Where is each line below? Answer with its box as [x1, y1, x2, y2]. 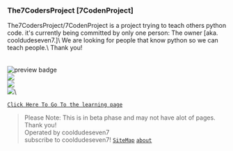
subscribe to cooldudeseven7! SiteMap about [24, 136, 152, 144]
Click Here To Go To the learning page [7, 102, 123, 109]
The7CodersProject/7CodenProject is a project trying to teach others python [7, 22, 227, 30]
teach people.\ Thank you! [7, 44, 83, 52]
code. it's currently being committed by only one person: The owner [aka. [7, 29, 218, 37]
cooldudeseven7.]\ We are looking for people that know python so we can [7, 36, 219, 45]
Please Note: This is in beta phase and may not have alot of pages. [24, 113, 216, 122]
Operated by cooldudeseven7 [24, 128, 110, 137]
